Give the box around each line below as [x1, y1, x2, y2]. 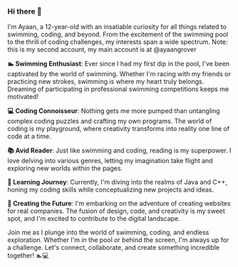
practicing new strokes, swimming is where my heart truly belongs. [7, 78, 205, 86]
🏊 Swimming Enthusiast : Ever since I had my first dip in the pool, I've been [7, 60, 230, 68]
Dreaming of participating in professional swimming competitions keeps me [7, 85, 229, 93]
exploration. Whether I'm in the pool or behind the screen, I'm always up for [7, 236, 229, 244]
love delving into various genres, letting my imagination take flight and [7, 157, 213, 165]
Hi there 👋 [7, 6, 43, 16]
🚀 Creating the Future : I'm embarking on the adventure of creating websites [7, 199, 231, 208]
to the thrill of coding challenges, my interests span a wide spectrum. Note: [7, 38, 228, 46]
